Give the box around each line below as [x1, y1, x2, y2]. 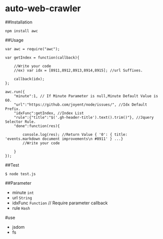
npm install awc [5, 28, 38, 33]
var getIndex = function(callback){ [5, 55, 80, 60]
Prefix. [5, 106, 21, 111]
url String [12, 195, 32, 200]
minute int [12, 189, 34, 196]
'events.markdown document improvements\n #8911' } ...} [5, 136, 123, 141]
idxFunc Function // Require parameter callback [12, 200, 108, 206]
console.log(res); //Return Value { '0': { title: [22, 132, 128, 137]
